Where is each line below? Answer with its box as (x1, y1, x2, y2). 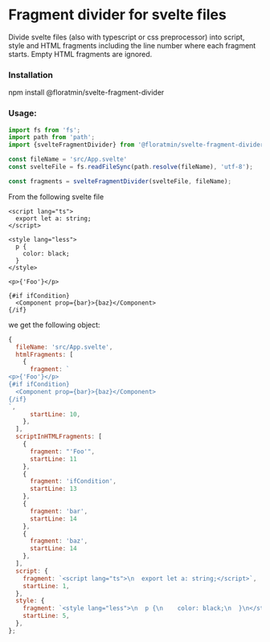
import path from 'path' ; (8, 133, 95, 141)
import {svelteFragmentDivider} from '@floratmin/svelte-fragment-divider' (8, 141, 268, 149)
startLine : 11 (29, 455, 78, 463)
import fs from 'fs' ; (8, 126, 81, 134)
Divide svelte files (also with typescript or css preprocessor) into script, (8, 32, 245, 42)
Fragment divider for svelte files (8, 6, 227, 24)
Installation (8, 69, 54, 80)
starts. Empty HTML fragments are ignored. (8, 49, 153, 59)
